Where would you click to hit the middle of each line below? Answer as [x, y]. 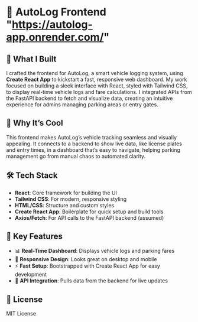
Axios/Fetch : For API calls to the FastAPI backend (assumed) [89, 217]
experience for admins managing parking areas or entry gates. [82, 105]
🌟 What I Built [31, 59]
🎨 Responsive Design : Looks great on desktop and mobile [86, 259]
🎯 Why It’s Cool [35, 123]
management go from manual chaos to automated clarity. [76, 156]
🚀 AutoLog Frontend [56, 12]
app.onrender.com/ [55, 37]
